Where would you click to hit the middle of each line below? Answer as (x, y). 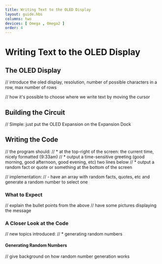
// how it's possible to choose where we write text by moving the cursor (78, 97)
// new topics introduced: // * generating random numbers (64, 234)
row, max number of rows (31, 88)
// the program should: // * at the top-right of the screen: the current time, (80, 151)
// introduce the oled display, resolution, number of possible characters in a (81, 82)
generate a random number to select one (47, 182)
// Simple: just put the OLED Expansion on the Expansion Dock (68, 124)
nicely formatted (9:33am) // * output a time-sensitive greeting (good (75, 157)
